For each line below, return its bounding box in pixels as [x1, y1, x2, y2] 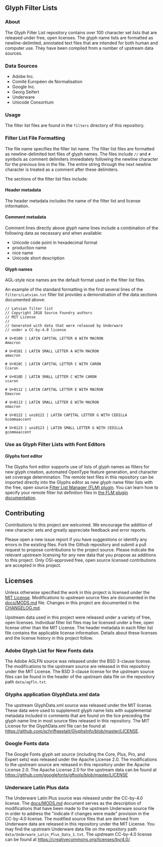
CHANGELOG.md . [5, 605, 41, 610]
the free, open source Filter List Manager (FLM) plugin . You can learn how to [5, 484, 159, 491]
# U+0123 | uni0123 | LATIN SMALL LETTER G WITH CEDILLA [5, 425, 123, 430]
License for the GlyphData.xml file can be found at [5, 723, 106, 729]
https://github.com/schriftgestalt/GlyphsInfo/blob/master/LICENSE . [5, 728, 140, 734]
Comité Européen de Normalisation [12, 78, 83, 84]
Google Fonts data [5, 740, 50, 747]
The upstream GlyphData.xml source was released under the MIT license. [5, 702, 153, 708]
